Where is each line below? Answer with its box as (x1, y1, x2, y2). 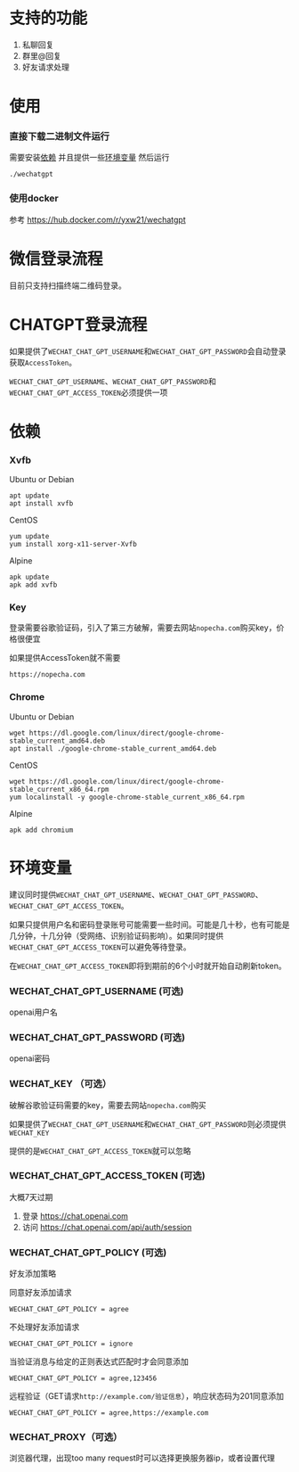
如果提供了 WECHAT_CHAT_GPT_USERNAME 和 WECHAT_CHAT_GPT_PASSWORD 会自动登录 (9, 345, 287, 357)
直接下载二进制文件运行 (9, 130, 109, 143)
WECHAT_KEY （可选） (9, 1078, 112, 1090)
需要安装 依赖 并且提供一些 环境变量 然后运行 (9, 152, 170, 163)
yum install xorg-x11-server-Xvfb (9, 540, 138, 549)
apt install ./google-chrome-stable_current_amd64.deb (9, 744, 217, 753)
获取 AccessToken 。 (9, 357, 77, 367)
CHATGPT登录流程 (9, 314, 148, 334)
